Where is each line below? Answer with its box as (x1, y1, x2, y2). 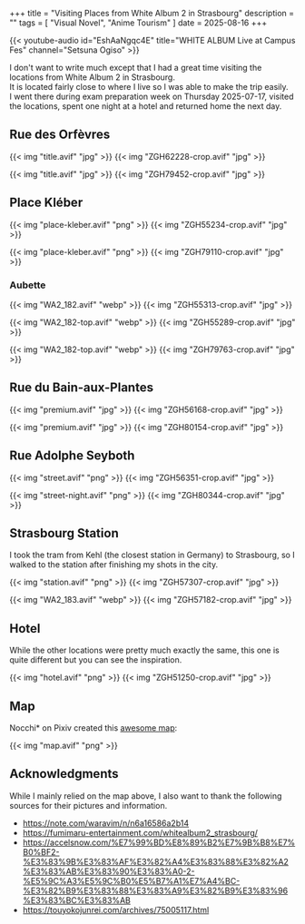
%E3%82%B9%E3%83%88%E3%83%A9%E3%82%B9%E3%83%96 (22, 885, 289, 896)
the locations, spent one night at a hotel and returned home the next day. (9, 101, 282, 112)
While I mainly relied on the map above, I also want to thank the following (9, 790, 282, 801)
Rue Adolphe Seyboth (9, 448, 135, 464)
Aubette (9, 279, 46, 291)
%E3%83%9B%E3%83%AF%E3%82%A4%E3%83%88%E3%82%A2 (22, 856, 289, 867)
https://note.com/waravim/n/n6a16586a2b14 (22, 817, 189, 829)
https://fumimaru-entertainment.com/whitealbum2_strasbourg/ (22, 827, 259, 838)
